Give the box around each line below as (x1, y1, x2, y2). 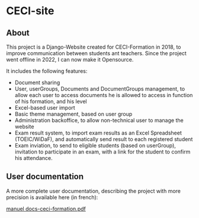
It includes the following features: (6, 68, 88, 75)
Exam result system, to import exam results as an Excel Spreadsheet (14, 129, 182, 136)
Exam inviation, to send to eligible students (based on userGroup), (14, 142, 176, 149)
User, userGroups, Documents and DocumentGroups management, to (14, 85, 185, 92)
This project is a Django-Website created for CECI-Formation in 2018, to (6, 43, 181, 50)
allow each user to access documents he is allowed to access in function (14, 92, 193, 98)
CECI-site (6, 4, 54, 18)
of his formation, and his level (14, 98, 87, 105)
